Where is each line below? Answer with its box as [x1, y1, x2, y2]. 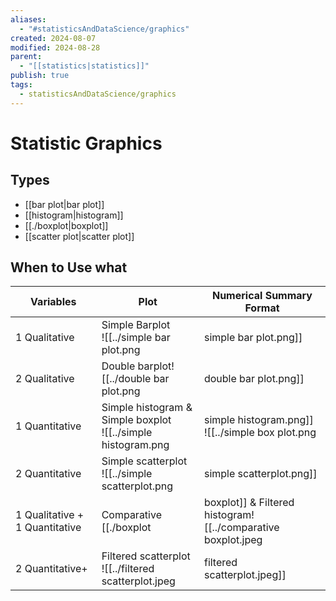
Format [244, 301, 280, 315]
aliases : [10, 14, 47, 25]
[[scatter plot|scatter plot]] [24, 230, 135, 242]
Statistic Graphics [10, 132, 163, 155]
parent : [10, 52, 43, 62]
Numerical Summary [211, 289, 313, 303]
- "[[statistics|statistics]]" [19, 61, 150, 71]
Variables [30, 295, 77, 309]
